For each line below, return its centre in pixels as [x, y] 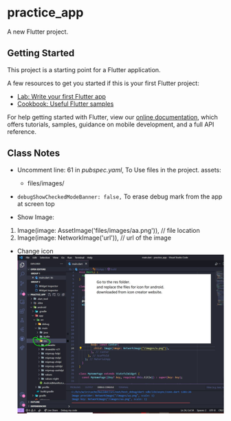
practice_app [45, 13]
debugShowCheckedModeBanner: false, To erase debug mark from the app [120, 196]
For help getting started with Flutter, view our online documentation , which [113, 117]
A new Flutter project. [38, 32]
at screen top [36, 203]
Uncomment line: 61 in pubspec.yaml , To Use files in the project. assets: [119, 170]
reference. [22, 131]
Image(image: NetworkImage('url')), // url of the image [94, 238]
